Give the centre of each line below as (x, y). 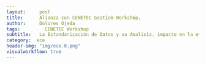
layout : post (29, 12)
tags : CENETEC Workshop (48, 29)
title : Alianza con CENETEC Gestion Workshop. (74, 18)
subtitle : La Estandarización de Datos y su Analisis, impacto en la (100, 35)
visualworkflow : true (34, 52)
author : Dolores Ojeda (41, 23)
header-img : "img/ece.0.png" (44, 46)
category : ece (26, 40)
